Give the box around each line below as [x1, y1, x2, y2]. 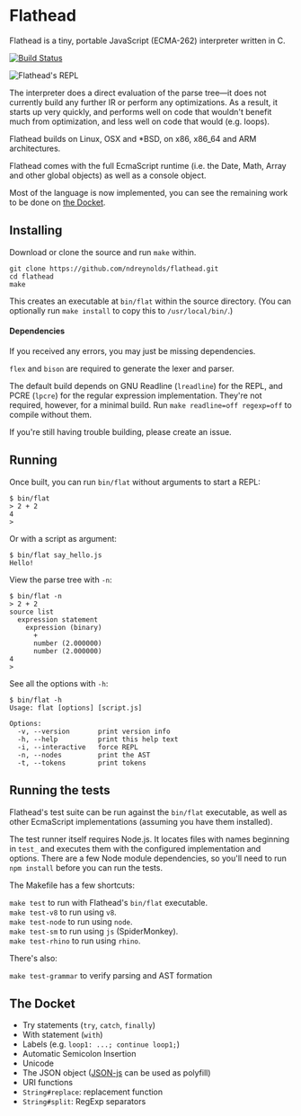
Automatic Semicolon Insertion [22, 1049, 137, 1059]
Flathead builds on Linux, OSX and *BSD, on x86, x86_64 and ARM [9, 133, 257, 144]
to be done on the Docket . [9, 197, 106, 208]
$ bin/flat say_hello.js [9, 550, 102, 560]
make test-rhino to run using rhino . [9, 935, 141, 946]
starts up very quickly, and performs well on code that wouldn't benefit [9, 106, 272, 117]
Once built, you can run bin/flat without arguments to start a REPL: [9, 476, 261, 487]
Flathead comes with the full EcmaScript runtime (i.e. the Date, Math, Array [9, 160, 287, 171]
